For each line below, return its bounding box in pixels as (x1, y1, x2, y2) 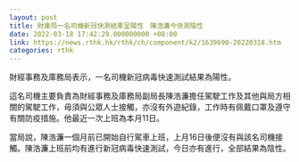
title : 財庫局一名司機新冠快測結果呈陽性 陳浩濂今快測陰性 (9, 21, 203, 30)
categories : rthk (9, 46, 74, 55)
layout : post (9, 12, 58, 22)
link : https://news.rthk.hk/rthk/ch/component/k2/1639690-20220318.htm (9, 37, 281, 47)
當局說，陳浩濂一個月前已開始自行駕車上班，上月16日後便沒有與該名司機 (9, 132, 276, 142)
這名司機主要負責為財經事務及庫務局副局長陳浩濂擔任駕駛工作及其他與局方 (9, 91, 283, 101)
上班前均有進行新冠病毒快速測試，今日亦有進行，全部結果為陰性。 (47, 143, 291, 154)
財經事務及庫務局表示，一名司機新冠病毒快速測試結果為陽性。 (9, 72, 237, 83)
